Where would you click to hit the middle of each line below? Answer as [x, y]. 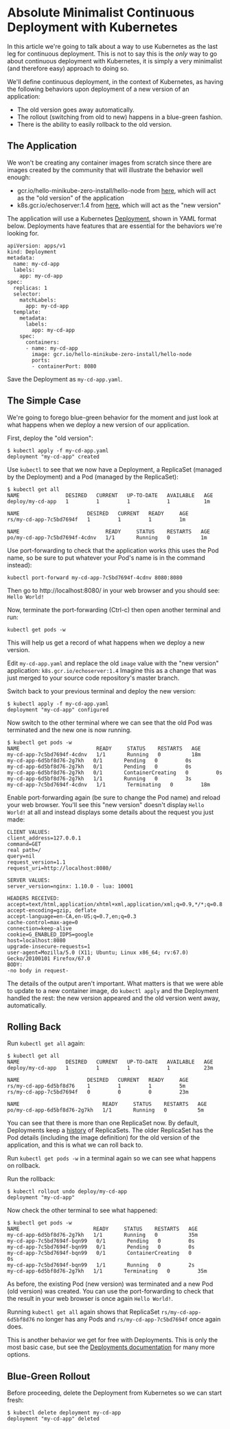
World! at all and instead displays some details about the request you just [111, 812]
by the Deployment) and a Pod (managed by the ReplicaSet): [93, 477]
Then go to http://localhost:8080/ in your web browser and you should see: [114, 590]
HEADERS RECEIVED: [33, 898]
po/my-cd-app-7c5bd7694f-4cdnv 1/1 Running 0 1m [107, 538]
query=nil [21, 856]
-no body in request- [38, 970]
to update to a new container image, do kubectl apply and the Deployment [113, 990]
